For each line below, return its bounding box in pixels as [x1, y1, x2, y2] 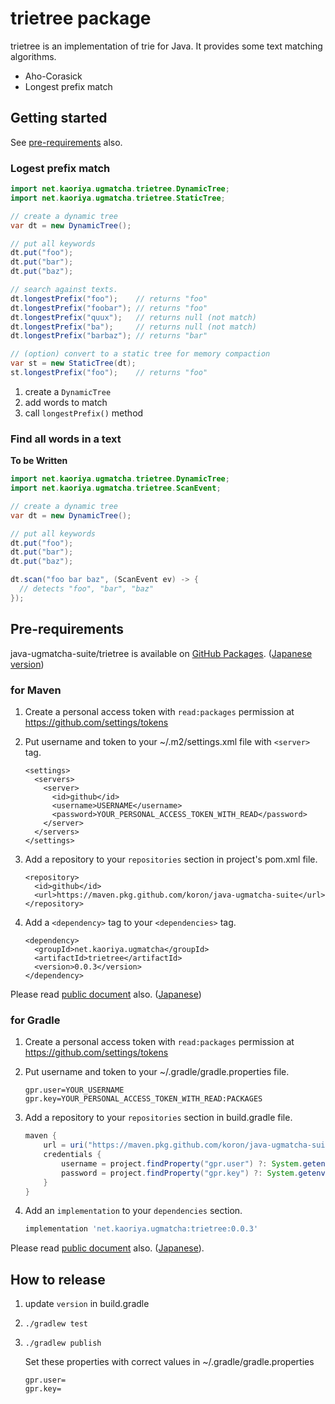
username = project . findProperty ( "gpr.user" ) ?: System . [61, 1158, 303, 1169]
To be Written [10, 455, 68, 467]
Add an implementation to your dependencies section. [24, 1205, 243, 1217]
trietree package [10, 7, 152, 30]
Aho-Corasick [24, 70, 83, 82]
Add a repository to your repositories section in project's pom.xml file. [24, 853, 318, 865]
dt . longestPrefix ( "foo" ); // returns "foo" [10, 293, 208, 304]
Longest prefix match [24, 80, 113, 92]
